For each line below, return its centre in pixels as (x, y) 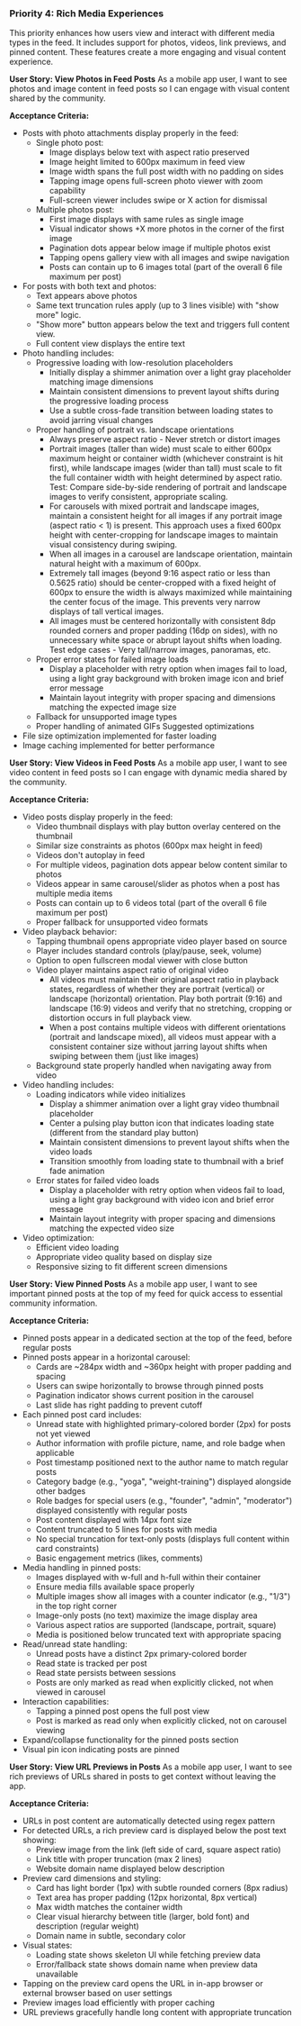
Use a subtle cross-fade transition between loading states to (161, 411)
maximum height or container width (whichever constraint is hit (166, 458)
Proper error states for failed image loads (112, 659)
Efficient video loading (77, 1248)
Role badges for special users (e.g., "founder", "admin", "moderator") (164, 1501)
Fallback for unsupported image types (106, 717)
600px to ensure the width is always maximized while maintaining (171, 592)
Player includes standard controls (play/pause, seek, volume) (149, 951)
